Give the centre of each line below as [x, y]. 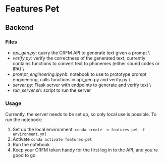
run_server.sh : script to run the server [52, 90]
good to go [24, 155]
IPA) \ [18, 69]
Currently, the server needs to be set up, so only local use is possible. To [81, 115]
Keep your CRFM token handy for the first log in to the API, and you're [85, 150]
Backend [19, 28]
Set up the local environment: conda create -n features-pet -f [79, 130]
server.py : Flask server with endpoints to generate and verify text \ [82, 85]
